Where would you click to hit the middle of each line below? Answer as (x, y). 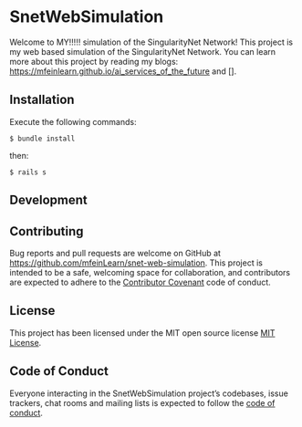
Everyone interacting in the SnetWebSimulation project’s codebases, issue (149, 393)
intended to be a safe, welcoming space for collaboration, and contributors (150, 272)
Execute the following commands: (73, 121)
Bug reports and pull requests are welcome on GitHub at (115, 253)
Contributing (47, 231)
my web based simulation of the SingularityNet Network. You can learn (143, 51)
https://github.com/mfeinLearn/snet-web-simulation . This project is (136, 263)
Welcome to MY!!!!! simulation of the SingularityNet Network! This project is (151, 42)
